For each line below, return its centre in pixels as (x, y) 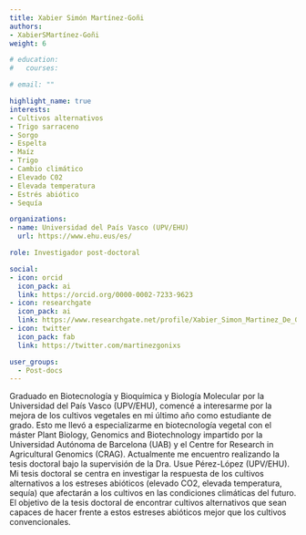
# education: (34, 60)
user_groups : (34, 362)
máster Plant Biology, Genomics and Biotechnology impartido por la (136, 435)
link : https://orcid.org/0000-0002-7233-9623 (106, 294)
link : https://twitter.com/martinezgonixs (99, 345)
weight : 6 (28, 43)
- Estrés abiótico (44, 194)
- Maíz (22, 152)
